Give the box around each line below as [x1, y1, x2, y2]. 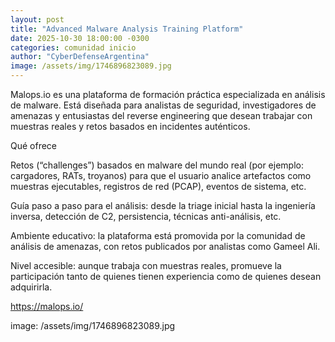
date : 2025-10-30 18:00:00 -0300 [10, 33, 150, 43]
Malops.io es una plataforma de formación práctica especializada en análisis [10, 89, 326, 100]
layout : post [10, 14, 65, 25]
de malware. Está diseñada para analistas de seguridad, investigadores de [10, 99, 317, 111]
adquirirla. [10, 281, 53, 293]
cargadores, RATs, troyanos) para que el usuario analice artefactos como [10, 170, 312, 181]
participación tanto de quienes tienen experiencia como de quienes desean [10, 271, 322, 282]
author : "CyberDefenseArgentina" [10, 52, 150, 62]
